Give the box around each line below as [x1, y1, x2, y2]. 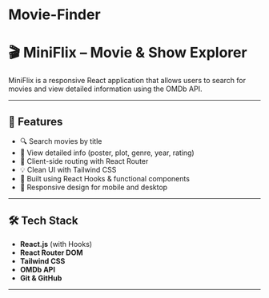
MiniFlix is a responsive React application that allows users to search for [8, 76, 247, 85]
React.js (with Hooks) [19, 239, 93, 248]
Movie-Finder [8, 6, 102, 24]
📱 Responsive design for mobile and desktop [19, 182, 168, 192]
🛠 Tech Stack [8, 214, 78, 228]
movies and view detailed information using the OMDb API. [8, 84, 203, 93]
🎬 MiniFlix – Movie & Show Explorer [8, 44, 247, 62]
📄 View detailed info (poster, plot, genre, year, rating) [19, 148, 195, 157]
